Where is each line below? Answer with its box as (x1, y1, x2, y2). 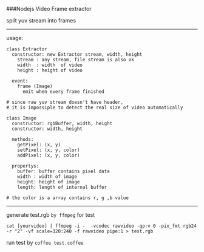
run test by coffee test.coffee (6, 239, 84, 246)
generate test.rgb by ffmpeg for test (6, 211, 95, 218)
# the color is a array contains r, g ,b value (6, 195, 129, 201)
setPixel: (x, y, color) (17, 147, 80, 153)
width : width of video (17, 62, 83, 68)
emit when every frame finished (22, 89, 104, 95)
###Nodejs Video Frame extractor (6, 5, 92, 12)
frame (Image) (17, 83, 53, 89)
